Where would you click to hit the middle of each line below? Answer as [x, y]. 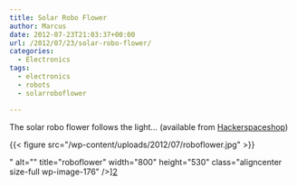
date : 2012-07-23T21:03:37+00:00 [72, 34]
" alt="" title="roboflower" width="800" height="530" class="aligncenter [146, 162]
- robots [34, 85]
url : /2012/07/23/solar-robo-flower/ [81, 43]
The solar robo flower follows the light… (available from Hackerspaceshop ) [149, 126]
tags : [19, 69]
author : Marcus [38, 26]
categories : [32, 51]
